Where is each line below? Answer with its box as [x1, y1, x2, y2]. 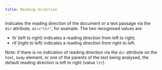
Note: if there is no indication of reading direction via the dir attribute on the [5, 49, 158, 55]
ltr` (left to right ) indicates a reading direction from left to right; [12, 35, 136, 41]
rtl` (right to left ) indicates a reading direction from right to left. [12, 40, 136, 46]
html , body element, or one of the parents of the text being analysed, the [5, 54, 149, 60]
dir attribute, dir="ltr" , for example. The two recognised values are [5, 25, 142, 31]
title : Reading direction [5, 7, 57, 12]
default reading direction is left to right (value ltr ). [5, 59, 106, 65]
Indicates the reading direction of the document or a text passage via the [5, 20, 151, 26]
